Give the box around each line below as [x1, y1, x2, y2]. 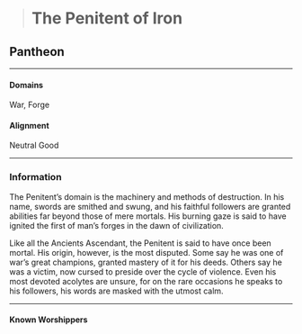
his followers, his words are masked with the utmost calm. [9, 285, 224, 296]
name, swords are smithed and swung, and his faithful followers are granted [9, 201, 291, 212]
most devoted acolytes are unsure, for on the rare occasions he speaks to [9, 275, 283, 286]
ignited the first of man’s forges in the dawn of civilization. [9, 220, 225, 230]
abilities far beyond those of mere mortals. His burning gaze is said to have [9, 211, 287, 221]
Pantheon [9, 44, 65, 59]
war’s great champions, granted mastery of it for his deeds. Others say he [9, 257, 283, 267]
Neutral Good [9, 140, 59, 151]
